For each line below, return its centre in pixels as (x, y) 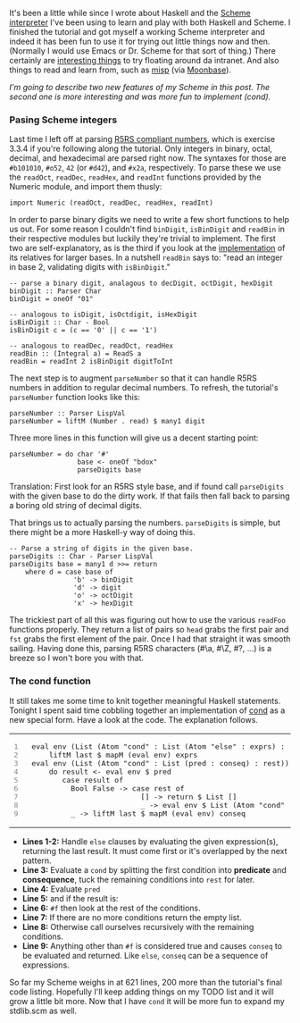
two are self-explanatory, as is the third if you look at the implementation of (147, 248)
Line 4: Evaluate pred (61, 889)
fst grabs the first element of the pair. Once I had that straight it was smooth (150, 639)
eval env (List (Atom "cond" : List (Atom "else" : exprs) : (158, 746)
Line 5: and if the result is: (70, 898)
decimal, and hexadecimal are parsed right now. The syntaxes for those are (148, 158)
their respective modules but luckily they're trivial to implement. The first (143, 239)
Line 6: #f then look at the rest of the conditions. (111, 908)
